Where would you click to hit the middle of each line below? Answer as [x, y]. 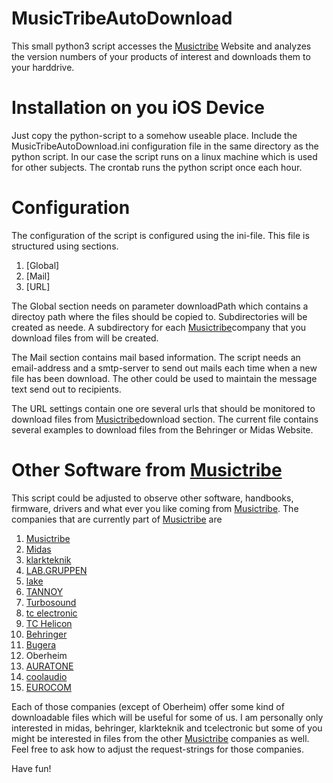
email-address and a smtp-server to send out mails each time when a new [164, 368]
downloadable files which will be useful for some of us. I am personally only [167, 717]
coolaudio [46, 676]
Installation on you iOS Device [138, 108]
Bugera [41, 644]
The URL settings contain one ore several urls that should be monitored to [163, 408]
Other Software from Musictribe [147, 470]
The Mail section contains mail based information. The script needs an [156, 357]
